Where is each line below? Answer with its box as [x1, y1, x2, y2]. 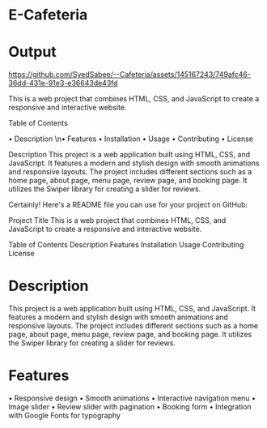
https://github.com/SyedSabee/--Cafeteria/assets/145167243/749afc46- [8, 70, 251, 79]
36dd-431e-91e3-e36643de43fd [8, 79, 119, 88]
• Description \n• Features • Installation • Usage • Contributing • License [8, 134, 253, 143]
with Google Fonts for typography [8, 411, 121, 420]
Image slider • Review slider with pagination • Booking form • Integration [8, 402, 252, 411]
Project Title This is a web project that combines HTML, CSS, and [8, 216, 227, 225]
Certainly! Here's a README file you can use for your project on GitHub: [8, 200, 248, 210]
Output [8, 43, 57, 62]
